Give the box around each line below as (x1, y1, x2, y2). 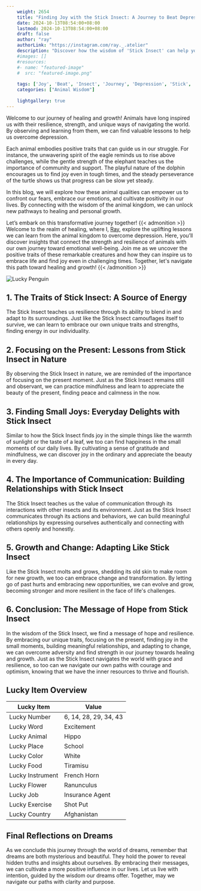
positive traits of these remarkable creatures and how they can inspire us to (6, 251, 193, 258)
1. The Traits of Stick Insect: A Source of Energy (6, 293, 187, 303)
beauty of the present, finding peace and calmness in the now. (6, 389, 160, 396)
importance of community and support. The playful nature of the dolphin (6, 164, 185, 171)
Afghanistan (63, 810, 98, 819)
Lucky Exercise (9, 801, 52, 809)
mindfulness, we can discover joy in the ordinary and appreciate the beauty (6, 451, 193, 458)
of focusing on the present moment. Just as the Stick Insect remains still (6, 377, 184, 384)
